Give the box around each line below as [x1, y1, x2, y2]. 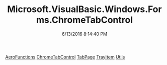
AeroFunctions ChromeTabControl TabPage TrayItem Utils [5, 54, 125, 60]
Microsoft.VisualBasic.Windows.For [7, 4, 162, 15]
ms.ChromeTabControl [36, 14, 133, 26]
